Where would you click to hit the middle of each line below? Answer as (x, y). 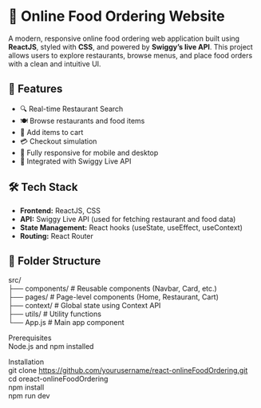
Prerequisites (30, 338)
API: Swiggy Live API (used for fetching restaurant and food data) (128, 219)
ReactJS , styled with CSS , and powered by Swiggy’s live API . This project (130, 46)
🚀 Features (36, 89)
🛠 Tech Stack (43, 187)
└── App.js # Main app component (67, 323)
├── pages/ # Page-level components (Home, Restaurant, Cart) (114, 297)
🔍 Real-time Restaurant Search (71, 109)
